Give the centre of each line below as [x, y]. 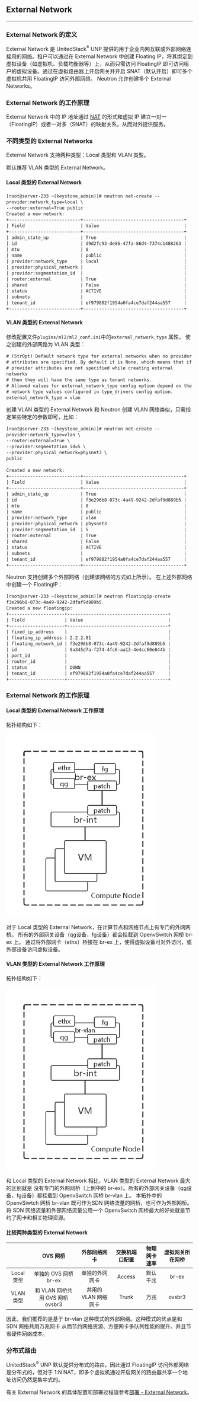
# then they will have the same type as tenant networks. [79, 380]
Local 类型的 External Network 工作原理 [55, 710]
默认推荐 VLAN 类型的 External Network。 [57, 168]
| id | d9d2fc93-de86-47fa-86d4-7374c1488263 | [96, 243]
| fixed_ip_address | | [88, 632]
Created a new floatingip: [39, 608]
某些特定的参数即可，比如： [45, 417]
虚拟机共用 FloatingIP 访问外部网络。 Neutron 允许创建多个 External [89, 78]
